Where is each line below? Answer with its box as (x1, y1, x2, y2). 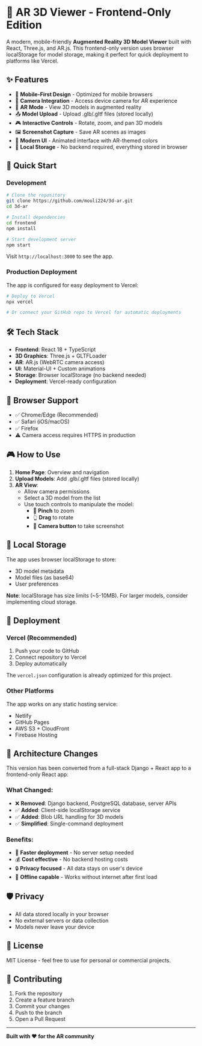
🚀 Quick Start (6, 161, 57, 171)
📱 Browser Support (6, 395, 79, 405)
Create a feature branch (14, 996, 75, 1003)
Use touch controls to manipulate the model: (23, 500, 134, 507)
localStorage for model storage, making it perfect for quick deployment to (6, 50, 189, 58)
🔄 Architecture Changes (6, 748, 98, 759)
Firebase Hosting (14, 731, 58, 738)
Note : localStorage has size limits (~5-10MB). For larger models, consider (6, 592, 188, 599)
